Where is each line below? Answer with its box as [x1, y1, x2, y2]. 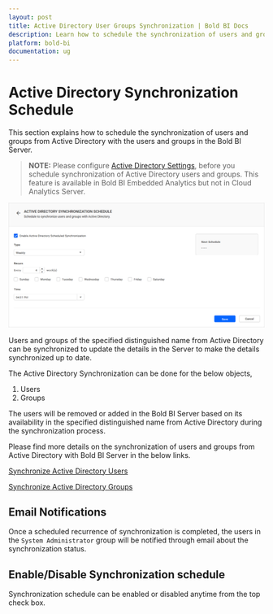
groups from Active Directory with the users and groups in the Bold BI [8, 137, 241, 146]
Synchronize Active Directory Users [8, 466, 128, 476]
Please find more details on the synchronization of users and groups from [8, 442, 255, 451]
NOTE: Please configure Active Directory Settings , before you [28, 161, 236, 171]
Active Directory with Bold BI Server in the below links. [8, 450, 191, 459]
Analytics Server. [28, 187, 86, 197]
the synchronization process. [8, 425, 106, 435]
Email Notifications [8, 505, 107, 520]
